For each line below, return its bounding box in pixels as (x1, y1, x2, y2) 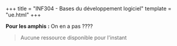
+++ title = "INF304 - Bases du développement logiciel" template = (5, 5, 172, 12)
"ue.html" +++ (5, 11, 41, 18)
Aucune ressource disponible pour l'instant (20, 34, 127, 41)
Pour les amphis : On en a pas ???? (5, 23, 94, 29)
